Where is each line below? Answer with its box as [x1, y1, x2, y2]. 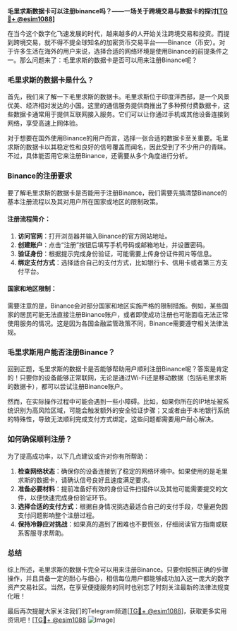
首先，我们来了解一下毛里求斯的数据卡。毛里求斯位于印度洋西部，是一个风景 [7, 92, 230, 101]
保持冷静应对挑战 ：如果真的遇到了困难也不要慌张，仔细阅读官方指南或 [17, 519, 222, 528]
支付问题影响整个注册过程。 [17, 511, 99, 519]
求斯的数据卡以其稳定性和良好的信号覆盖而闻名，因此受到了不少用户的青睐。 [7, 143, 230, 151]
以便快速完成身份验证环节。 [30, 493, 111, 502]
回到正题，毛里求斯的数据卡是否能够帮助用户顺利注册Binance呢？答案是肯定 [7, 365, 229, 373]
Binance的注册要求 [7, 171, 73, 181]
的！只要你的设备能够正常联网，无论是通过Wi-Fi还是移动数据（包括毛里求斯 [7, 373, 227, 382]
